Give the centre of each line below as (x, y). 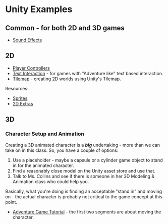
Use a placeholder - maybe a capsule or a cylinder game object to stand (88, 160)
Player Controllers (31, 68)
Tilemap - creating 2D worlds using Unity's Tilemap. (67, 79)
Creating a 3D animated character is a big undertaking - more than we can (83, 145)
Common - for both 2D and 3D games (65, 28)
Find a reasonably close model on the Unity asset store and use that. (84, 171)
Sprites (20, 98)
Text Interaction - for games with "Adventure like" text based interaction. (88, 73)
